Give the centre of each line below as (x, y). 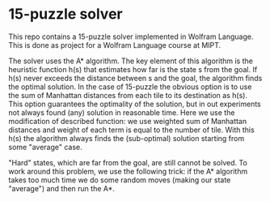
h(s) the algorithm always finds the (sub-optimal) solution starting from (127, 138)
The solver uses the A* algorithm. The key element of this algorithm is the (131, 61)
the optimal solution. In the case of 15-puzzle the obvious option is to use (130, 87)
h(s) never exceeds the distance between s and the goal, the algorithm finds (135, 78)
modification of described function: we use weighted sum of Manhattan (128, 121)
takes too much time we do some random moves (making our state (120, 180)
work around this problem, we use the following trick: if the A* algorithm (128, 171)
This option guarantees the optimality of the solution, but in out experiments (135, 104)
